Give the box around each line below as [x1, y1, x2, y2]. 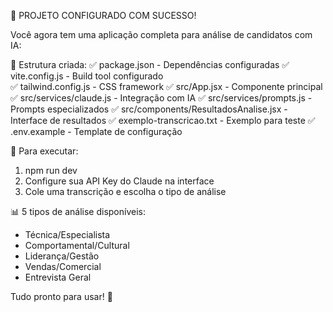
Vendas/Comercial [24, 261, 102, 272]
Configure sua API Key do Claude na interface [24, 175, 215, 187]
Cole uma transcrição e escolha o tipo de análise [24, 186, 227, 197]
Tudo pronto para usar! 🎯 [10, 291, 113, 302]
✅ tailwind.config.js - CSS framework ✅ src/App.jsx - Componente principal [10, 81, 323, 92]
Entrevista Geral [24, 271, 92, 283]
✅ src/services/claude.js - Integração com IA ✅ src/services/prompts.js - [10, 92, 313, 104]
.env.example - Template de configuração [10, 126, 183, 137]
